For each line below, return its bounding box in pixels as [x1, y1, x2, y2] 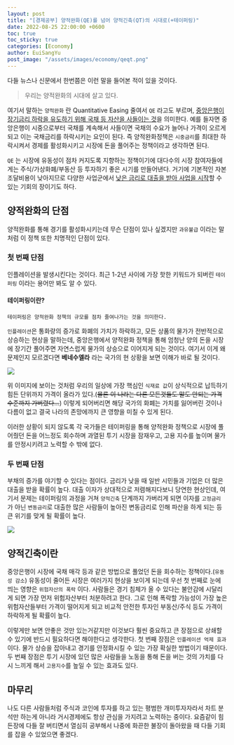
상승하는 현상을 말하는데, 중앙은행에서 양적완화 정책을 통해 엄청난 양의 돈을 [7, 336, 212, 344]
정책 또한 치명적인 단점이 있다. [27, 233, 110, 242]
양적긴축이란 [7, 547, 58, 559]
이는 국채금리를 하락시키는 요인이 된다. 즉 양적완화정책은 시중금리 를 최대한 [20, 132, 219, 140]
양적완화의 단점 [7, 205, 69, 217]
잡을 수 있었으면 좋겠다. [14, 730, 78, 738]
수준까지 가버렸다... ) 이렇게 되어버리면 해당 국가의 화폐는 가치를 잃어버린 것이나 [7, 399, 223, 407]
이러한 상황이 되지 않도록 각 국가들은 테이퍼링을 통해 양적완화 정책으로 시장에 [7, 423, 217, 431]
